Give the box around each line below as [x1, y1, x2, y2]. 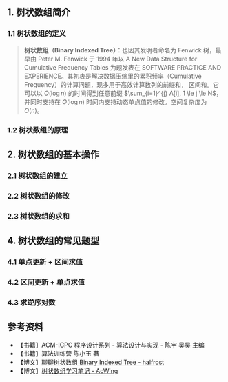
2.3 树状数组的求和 [7, 211, 70, 221]
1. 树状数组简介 [7, 6, 71, 19]
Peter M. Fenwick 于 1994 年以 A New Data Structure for [37, 54, 198, 63]
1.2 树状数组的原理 [7, 125, 69, 134]
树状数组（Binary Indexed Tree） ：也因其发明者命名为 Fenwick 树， [23, 46, 216, 54]
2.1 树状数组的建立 [7, 171, 68, 181]
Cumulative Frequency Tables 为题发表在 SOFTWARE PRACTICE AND [23, 63, 222, 71]
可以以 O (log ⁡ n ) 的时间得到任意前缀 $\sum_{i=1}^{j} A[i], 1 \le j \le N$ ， [23, 89, 222, 97]
